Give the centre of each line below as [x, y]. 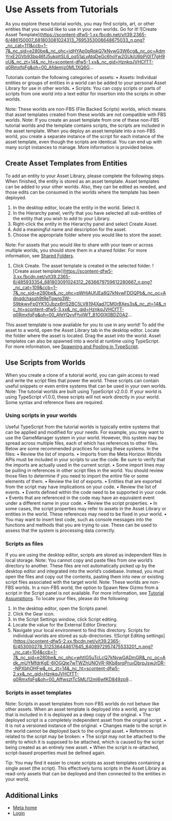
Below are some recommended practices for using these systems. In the [82, 448]
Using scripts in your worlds [41, 415]
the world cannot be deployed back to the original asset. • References [80, 731]
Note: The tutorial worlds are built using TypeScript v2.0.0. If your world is [83, 391]
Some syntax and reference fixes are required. [54, 402]
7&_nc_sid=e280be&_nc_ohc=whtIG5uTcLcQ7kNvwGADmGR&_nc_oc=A [89, 658]
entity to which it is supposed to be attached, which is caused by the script [85, 742]
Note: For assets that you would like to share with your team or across [79, 244]
